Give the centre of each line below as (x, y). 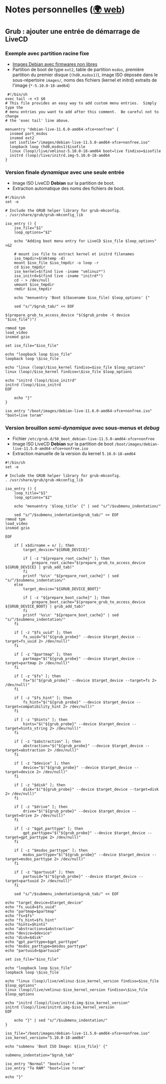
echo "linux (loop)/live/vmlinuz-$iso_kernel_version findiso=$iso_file (82, 981)
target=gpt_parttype (27, 838)
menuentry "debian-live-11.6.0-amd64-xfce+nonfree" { (62, 129)
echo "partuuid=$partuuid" (33, 951)
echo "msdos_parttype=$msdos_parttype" (46, 947)
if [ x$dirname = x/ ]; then (44, 546)
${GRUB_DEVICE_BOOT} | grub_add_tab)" (45, 606)
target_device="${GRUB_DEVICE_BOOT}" (62, 589)
